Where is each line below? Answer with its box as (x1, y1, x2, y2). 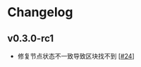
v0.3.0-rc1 (7, 32, 54, 44)
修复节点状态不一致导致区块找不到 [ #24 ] (17, 52, 135, 60)
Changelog (7, 4, 73, 20)
